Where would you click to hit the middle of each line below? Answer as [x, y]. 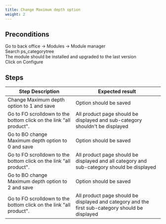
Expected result [117, 91]
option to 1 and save [31, 106]
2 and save [21, 187]
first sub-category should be [109, 208]
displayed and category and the [112, 202]
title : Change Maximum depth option [43, 10]
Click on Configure [24, 62]
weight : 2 [15, 14]
